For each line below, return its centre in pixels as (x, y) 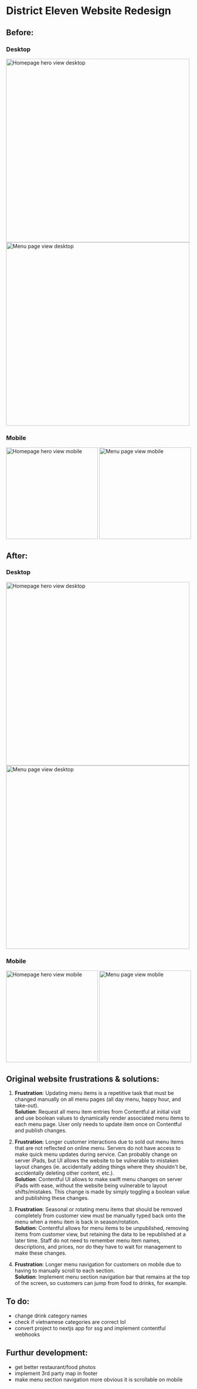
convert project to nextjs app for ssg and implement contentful (90, 1328)
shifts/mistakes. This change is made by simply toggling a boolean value (102, 1191)
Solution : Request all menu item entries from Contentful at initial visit (97, 1111)
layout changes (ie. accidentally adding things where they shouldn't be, (101, 1167)
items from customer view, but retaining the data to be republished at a (100, 1234)
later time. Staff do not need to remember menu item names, (88, 1240)
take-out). (27, 1105)
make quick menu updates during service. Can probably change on (96, 1154)
